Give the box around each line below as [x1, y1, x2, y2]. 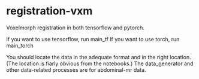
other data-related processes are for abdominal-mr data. [6, 66, 146, 73]
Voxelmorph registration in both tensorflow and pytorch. [6, 24, 145, 31]
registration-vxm [6, 4, 93, 18]
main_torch [6, 42, 34, 49]
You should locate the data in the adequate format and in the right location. [6, 53, 191, 60]
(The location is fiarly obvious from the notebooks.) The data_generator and [6, 60, 194, 67]
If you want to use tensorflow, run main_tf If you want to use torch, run [6, 35, 180, 42]
